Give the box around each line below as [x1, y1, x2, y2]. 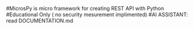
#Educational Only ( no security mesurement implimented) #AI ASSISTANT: [6, 11, 188, 18]
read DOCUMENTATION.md [6, 17, 73, 24]
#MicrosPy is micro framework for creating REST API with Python [6, 5, 165, 12]
